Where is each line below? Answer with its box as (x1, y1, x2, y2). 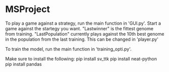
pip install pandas (5, 61, 42, 67)
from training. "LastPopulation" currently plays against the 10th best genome (5, 31, 164, 37)
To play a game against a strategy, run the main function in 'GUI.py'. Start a (5, 20, 161, 26)
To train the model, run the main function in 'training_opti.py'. (5, 46, 132, 52)
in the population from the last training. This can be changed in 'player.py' (5, 36, 159, 42)
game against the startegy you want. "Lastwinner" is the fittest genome (5, 25, 154, 31)
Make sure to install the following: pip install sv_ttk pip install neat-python (5, 55, 157, 61)
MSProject (5, 4, 50, 15)
